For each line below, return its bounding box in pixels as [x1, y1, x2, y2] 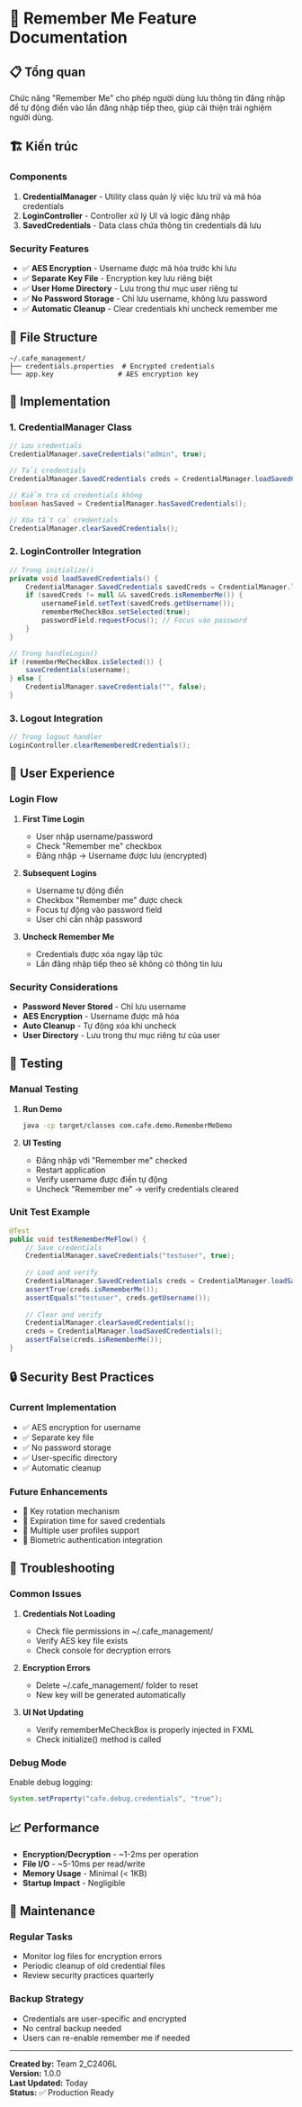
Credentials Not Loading [22, 1608, 116, 1619]
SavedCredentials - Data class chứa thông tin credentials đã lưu [22, 220, 262, 231]
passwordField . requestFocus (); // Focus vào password [41, 616, 247, 625]
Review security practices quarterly [22, 1970, 155, 1981]
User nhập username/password [35, 831, 154, 842]
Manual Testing [9, 1083, 79, 1096]
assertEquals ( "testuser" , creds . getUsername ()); [25, 1293, 211, 1302]
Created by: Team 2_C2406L [9, 2058, 118, 2069]
